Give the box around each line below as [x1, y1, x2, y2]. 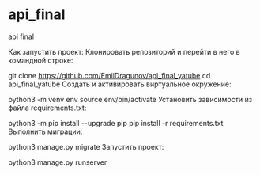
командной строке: [8, 55, 73, 65]
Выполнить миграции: [8, 127, 83, 136]
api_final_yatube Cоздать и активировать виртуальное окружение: [8, 79, 232, 89]
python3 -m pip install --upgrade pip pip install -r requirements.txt [8, 118, 224, 127]
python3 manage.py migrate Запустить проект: [8, 142, 164, 151]
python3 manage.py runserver [8, 157, 107, 167]
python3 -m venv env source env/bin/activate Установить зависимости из [8, 94, 253, 104]
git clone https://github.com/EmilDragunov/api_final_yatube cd [8, 70, 211, 80]
